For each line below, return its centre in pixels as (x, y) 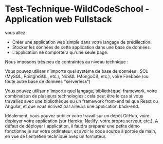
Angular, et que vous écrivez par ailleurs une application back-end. (72, 106)
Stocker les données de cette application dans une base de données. (81, 47)
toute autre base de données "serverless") (48, 81)
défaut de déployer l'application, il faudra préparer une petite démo (72, 126)
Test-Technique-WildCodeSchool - (77, 9)
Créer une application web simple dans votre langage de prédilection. (82, 42)
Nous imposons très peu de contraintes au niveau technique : (67, 62)
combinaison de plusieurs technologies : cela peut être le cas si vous (74, 96)
